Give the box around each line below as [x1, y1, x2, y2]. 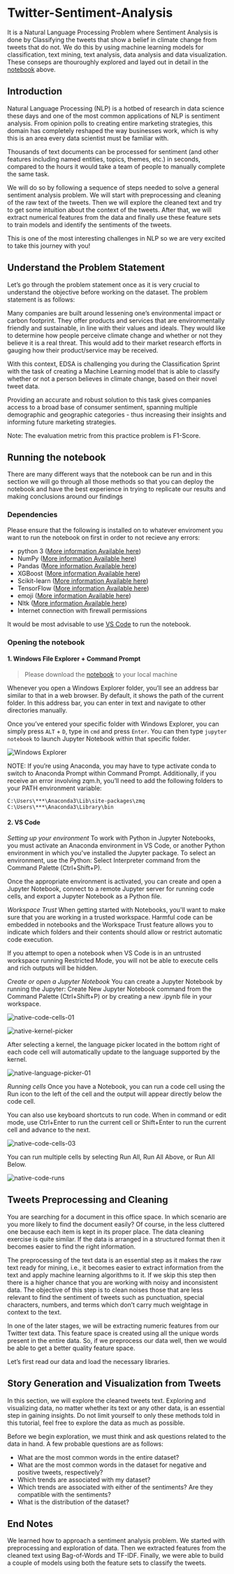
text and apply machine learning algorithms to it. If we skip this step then [7, 1270, 217, 1279]
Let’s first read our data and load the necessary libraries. [7, 1357, 170, 1365]
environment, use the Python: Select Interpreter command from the [7, 856, 200, 864]
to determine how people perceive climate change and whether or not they [7, 331, 223, 339]
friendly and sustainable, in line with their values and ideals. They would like [7, 323, 226, 332]
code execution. [7, 936, 54, 943]
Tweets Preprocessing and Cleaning [7, 1194, 168, 1206]
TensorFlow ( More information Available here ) [17, 584, 149, 592]
